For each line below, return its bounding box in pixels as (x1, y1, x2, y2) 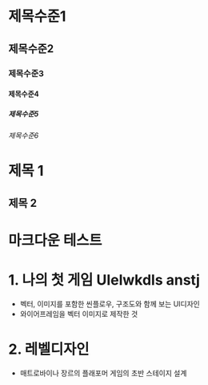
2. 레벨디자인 (8, 340, 90, 358)
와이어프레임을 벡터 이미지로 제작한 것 (19, 309, 138, 318)
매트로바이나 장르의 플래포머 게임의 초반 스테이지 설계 (19, 368, 187, 378)
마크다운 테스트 (8, 231, 102, 249)
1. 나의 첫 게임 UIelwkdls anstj (8, 271, 200, 290)
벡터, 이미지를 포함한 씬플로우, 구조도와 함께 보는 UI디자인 (19, 298, 200, 309)
